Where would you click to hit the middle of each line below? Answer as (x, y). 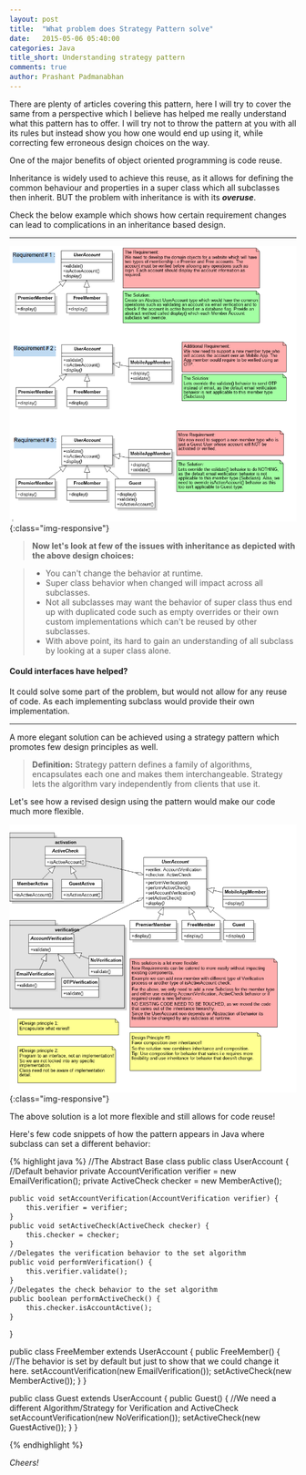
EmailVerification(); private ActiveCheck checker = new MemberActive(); (146, 1181)
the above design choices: (83, 555)
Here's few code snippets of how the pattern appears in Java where (137, 1133)
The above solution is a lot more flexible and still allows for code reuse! (143, 1116)
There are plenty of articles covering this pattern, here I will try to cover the (150, 104)
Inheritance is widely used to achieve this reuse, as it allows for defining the (152, 178)
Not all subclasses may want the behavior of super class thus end (169, 602)
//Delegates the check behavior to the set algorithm (114, 1289)
